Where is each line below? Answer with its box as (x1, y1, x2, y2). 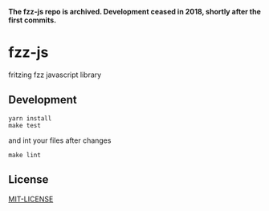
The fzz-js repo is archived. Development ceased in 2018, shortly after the (8, 7, 261, 16)
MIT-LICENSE (8, 194, 54, 204)
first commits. (8, 15, 57, 25)
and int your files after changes (8, 136, 112, 145)
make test (8, 121, 42, 129)
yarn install (8, 114, 52, 123)
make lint (8, 151, 42, 159)
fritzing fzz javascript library (8, 70, 102, 79)
